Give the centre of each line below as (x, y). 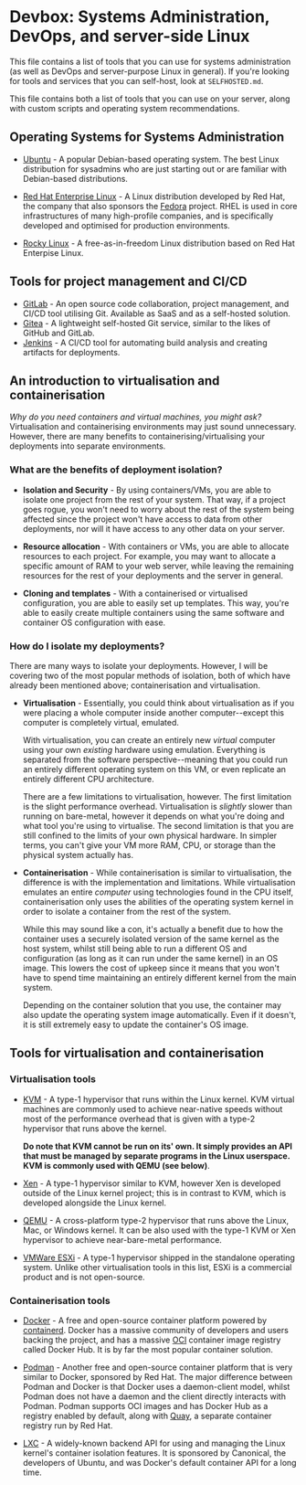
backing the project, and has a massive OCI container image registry (152, 1340)
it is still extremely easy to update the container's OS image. (136, 1024)
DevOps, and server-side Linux (130, 36)
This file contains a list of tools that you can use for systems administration (150, 61)
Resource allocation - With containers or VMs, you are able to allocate (156, 546)
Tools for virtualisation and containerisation (137, 1053)
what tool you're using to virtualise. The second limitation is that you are (158, 825)
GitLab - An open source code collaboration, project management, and (156, 303)
